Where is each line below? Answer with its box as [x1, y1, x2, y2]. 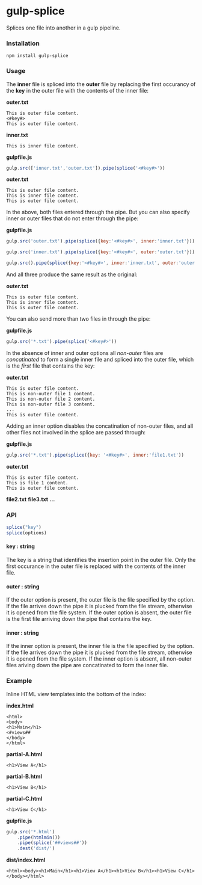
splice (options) [6, 529, 47, 536]
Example [6, 677, 32, 685]
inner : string [6, 629, 39, 636]
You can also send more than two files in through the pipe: [6, 315, 151, 322]
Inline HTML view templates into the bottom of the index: [6, 690, 147, 697]
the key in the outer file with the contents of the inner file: [6, 87, 149, 94]
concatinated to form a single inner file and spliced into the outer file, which [6, 356, 194, 363]
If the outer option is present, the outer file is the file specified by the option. [6, 596, 195, 603]
